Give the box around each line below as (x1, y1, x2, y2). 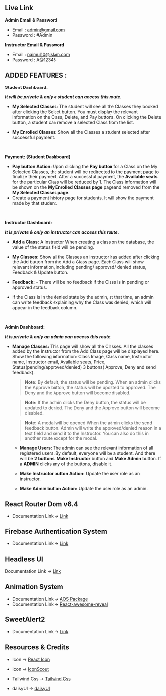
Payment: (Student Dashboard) (5, 154, 71, 160)
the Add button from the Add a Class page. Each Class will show (12, 259, 144, 265)
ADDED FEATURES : (5, 71, 67, 80)
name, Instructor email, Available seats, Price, (12, 359, 106, 365)
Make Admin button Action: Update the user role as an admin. (19, 485, 148, 491)
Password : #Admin (12, 32, 53, 38)
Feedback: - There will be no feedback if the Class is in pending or (12, 279, 150, 285)
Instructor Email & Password (5, 42, 65, 48)
